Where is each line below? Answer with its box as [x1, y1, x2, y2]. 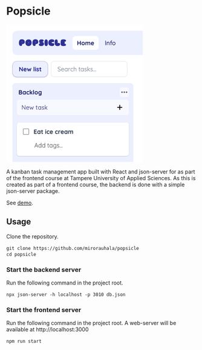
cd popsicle [6, 251, 36, 257]
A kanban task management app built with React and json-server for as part [6, 168, 195, 175]
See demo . [6, 199, 33, 206]
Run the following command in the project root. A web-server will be [6, 320, 177, 327]
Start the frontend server [6, 305, 82, 314]
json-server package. [6, 187, 60, 195]
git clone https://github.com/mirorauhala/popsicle [6, 245, 139, 251]
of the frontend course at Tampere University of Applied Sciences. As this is [6, 174, 196, 181]
